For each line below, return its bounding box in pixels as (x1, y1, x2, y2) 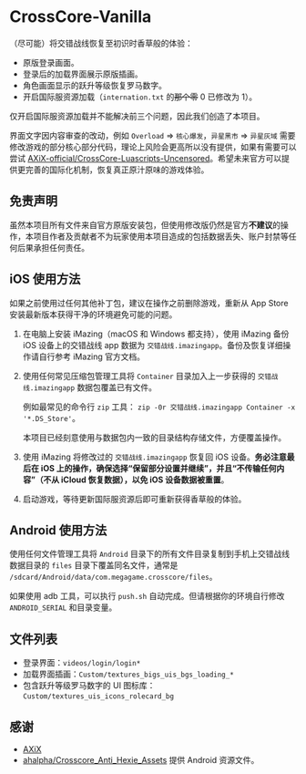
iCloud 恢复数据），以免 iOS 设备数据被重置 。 (60, 474, 229, 485)
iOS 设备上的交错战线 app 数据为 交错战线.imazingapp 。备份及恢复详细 (22, 339, 283, 350)
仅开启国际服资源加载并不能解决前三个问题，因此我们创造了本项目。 (9, 110, 265, 121)
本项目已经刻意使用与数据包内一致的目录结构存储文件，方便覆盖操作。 (22, 431, 287, 443)
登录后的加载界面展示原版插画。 (22, 68, 143, 79)
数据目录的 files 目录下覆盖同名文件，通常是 (9, 560, 178, 571)
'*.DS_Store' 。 (22, 412, 80, 423)
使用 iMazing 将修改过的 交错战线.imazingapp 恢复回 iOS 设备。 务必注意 (22, 451, 287, 462)
